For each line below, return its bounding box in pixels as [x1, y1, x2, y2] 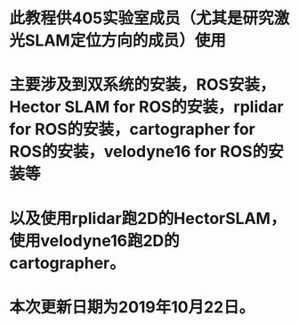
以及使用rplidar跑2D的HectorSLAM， [9, 208, 287, 228]
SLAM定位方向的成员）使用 [25, 30, 227, 51]
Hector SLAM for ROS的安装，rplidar [9, 97, 284, 117]
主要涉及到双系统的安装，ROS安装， [9, 75, 276, 95]
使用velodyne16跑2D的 [9, 230, 180, 251]
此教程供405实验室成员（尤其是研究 [9, 8, 274, 29]
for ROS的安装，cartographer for [9, 120, 256, 139]
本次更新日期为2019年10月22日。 [9, 296, 255, 317]
